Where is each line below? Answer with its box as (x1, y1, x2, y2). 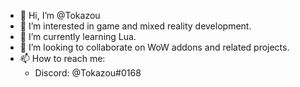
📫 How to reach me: (19, 53, 106, 64)
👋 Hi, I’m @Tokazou (19, 10, 101, 21)
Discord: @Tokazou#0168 (34, 67, 142, 79)
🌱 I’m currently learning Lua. (19, 31, 137, 42)
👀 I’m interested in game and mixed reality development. (19, 20, 252, 32)
